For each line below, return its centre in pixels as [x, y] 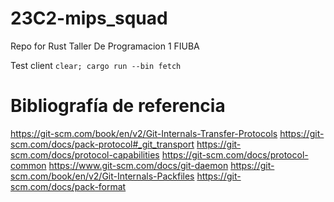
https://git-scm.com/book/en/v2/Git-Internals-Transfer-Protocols [144, 133]
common [28, 165]
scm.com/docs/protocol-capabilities [85, 154]
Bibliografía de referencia [118, 106]
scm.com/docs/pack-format [68, 186]
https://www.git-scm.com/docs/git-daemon [138, 165]
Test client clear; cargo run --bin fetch [96, 65]
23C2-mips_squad [89, 18]
